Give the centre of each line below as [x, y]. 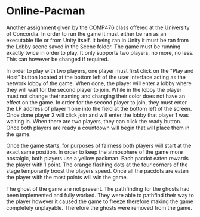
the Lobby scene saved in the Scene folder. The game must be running [93, 46]
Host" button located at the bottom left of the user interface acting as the [96, 77]
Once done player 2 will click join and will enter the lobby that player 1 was [98, 115]
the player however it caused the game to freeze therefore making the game [100, 201]
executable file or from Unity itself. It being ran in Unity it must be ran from [98, 40]
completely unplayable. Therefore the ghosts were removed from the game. [99, 207]
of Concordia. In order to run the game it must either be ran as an [86, 33]
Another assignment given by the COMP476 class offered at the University [98, 27]
